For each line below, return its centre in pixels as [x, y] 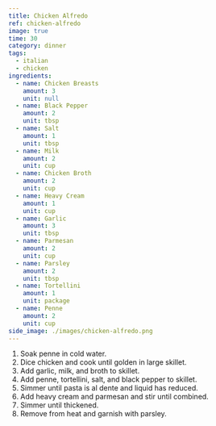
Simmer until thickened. [59, 405]
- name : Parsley [43, 263]
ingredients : [30, 76]
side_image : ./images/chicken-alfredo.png [81, 331]
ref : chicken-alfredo [45, 23]
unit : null [41, 98]
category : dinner [37, 46]
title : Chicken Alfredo [48, 16]
